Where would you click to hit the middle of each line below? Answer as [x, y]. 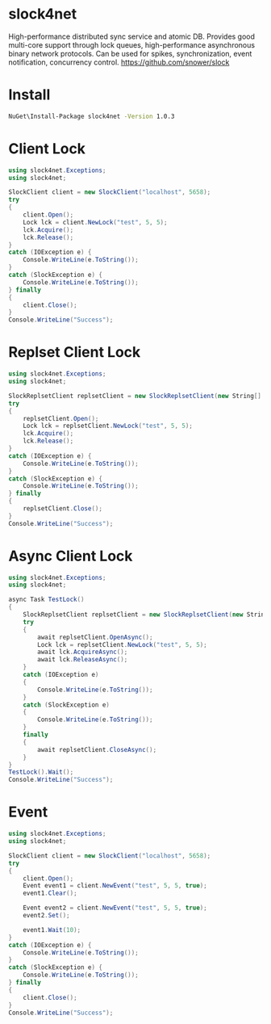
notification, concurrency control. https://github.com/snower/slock [119, 62]
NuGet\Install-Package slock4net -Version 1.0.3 [92, 116]
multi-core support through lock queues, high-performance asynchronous [132, 44]
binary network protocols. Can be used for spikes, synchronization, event [130, 53]
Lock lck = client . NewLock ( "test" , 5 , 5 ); [95, 222]
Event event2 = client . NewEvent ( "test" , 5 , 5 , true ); [115, 908]
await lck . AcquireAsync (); [83, 652]
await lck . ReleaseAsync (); [83, 660]
